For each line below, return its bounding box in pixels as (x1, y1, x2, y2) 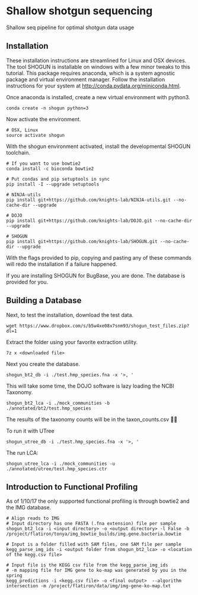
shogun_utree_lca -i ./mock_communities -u (6, 461, 116, 467)
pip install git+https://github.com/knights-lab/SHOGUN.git (6, 238, 158, 244)
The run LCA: (6, 449, 39, 456)
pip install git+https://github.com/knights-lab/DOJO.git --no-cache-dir (6, 218, 193, 223)
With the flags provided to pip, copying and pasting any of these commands (6, 254, 191, 261)
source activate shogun (6, 132, 65, 138)
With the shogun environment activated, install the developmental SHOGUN (6, 143, 191, 150)
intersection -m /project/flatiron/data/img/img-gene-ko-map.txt (6, 583, 171, 589)
